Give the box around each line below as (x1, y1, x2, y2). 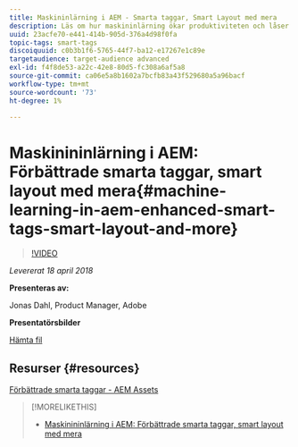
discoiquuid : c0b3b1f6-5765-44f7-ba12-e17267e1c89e (9, 46, 205, 55)
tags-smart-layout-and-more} (9, 218, 238, 239)
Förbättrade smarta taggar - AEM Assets (9, 384, 159, 395)
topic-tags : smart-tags (9, 38, 98, 47)
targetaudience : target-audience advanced (9, 55, 170, 63)
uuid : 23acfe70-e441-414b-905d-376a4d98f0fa (9, 30, 178, 38)
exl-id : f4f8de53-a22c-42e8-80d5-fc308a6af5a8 (9, 63, 186, 72)
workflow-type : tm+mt (9, 80, 90, 89)
